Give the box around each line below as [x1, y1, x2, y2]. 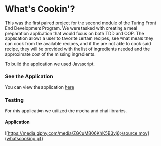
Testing [5, 97, 24, 104]
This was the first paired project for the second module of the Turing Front [5, 20, 157, 26]
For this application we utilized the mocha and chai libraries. [5, 108, 127, 114]
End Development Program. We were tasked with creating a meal [5, 25, 137, 31]
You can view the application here [5, 84, 74, 90]
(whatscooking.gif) [5, 135, 43, 141]
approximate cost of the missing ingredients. [5, 51, 96, 57]
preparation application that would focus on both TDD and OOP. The [5, 30, 144, 36]
